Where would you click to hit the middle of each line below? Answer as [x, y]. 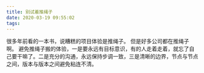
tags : [13, 23]
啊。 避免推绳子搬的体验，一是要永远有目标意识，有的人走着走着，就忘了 [98, 49]
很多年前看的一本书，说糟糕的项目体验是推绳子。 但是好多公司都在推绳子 [98, 41]
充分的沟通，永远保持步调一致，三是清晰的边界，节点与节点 [123, 57]
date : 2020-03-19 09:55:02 [40, 18]
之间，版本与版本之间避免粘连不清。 [52, 64]
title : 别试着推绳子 [30, 12]
